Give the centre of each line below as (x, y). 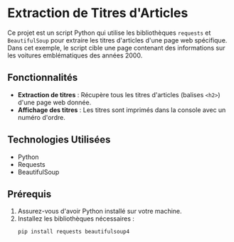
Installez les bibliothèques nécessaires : (76, 219)
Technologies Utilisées (59, 140)
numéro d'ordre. (41, 117)
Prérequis (30, 194)
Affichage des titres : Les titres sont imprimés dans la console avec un (122, 110)
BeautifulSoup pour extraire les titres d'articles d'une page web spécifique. (117, 40)
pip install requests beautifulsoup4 (74, 232)
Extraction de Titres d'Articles (98, 13)
